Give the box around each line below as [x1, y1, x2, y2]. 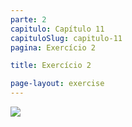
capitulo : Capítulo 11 [10, 24, 105, 34]
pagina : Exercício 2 [10, 42, 97, 53]
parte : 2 [10, 14, 47, 25]
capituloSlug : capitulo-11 [10, 33, 123, 43]
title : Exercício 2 [10, 61, 92, 71]
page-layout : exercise [10, 79, 105, 89]
